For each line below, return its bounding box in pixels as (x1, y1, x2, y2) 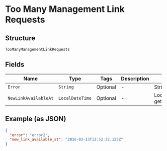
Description (121, 75, 150, 82)
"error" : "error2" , (9, 133, 50, 138)
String (58, 84, 74, 90)
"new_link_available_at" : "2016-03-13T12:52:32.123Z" (9, 137, 123, 142)
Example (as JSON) (5, 115, 66, 123)
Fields (5, 61, 25, 69)
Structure (5, 34, 36, 42)
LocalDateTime (58, 95, 92, 101)
